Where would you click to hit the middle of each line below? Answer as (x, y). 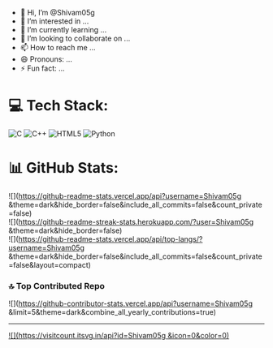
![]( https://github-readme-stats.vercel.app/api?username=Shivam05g (125, 195)
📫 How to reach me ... (58, 47)
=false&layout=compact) (50, 264)
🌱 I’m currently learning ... (63, 30)
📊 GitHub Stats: (64, 168)
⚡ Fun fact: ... (42, 68)
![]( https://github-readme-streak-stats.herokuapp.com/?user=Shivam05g (131, 221)
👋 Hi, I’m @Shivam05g (57, 13)
